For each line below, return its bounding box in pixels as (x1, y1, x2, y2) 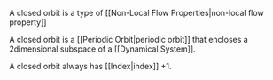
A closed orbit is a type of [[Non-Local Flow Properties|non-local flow (9, 8, 264, 18)
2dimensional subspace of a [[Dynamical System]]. (9, 44, 197, 54)
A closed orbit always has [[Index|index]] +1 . (9, 61, 172, 71)
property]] (9, 17, 47, 28)
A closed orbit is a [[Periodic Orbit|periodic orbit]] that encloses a (9, 35, 248, 44)
